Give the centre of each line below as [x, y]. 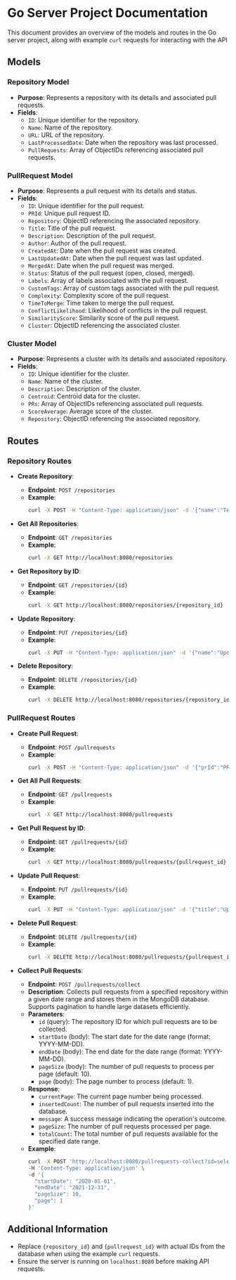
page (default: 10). [65, 1074]
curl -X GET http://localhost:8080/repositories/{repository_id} [125, 605]
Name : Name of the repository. [71, 127]
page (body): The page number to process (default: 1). [116, 1081]
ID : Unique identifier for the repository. [84, 120]
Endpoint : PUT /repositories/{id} [78, 632]
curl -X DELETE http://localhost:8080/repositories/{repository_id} [130, 700]
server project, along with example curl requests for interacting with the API [118, 39]
